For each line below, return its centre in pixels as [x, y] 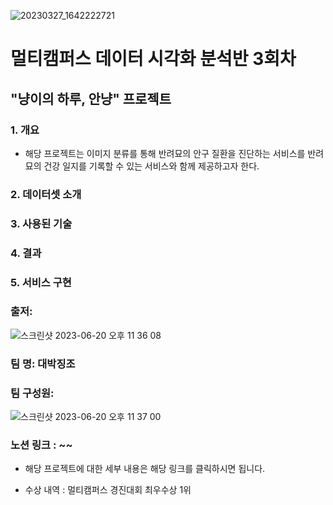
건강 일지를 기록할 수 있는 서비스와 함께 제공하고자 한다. [151, 166]
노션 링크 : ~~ [41, 445]
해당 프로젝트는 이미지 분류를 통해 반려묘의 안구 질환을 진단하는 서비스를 [165, 153]
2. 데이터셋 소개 [46, 194]
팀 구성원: [32, 393]
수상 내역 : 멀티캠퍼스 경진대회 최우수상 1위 [108, 490]
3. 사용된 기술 [41, 223]
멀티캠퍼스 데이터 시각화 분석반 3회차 [153, 59]
